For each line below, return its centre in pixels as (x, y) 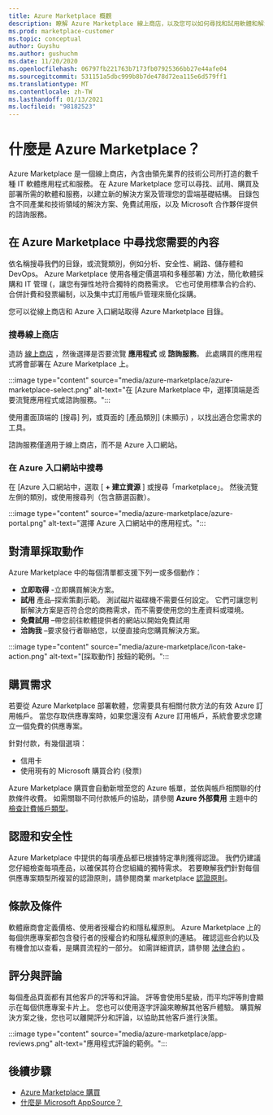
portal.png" (28, 523)
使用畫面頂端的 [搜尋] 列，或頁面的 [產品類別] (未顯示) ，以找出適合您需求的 (135, 418)
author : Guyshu (34, 46)
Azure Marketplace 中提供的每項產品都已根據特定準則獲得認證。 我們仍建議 (135, 857)
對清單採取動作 (46, 551)
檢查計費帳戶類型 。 (41, 809)
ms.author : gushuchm (43, 54)
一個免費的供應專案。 (51, 726)
